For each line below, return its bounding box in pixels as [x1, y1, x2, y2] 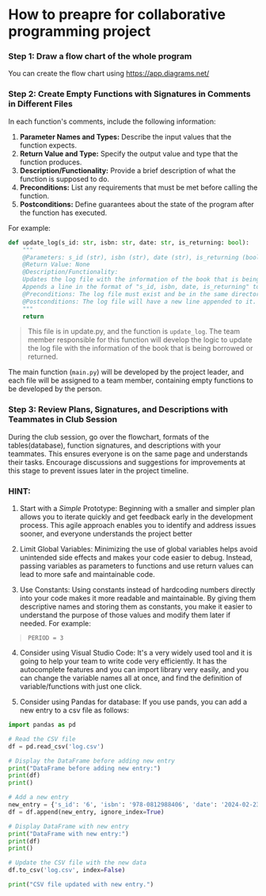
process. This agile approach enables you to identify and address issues [19, 521, 256, 529]
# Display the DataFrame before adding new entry [8, 756, 176, 765]
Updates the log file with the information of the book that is [22, 275, 239, 283]
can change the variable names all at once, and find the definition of [19, 673, 243, 683]
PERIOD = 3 [27, 634, 64, 642]
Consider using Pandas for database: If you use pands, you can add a [19, 697, 248, 706]
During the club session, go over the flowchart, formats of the [8, 432, 210, 441]
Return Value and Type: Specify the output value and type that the [19, 148, 238, 158]
